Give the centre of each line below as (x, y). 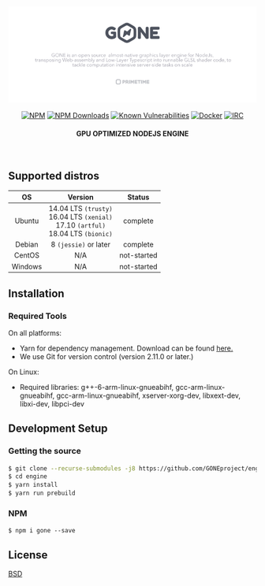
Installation (36, 293)
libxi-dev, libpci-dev (52, 403)
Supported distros (54, 176)
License (28, 555)
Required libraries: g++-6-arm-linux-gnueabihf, (97, 387)
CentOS (27, 255)
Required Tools (37, 316)
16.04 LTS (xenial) (80, 217)
